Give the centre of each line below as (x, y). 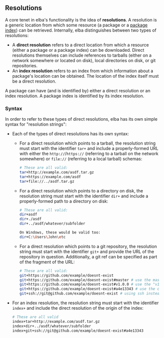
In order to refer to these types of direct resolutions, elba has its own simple (81, 119)
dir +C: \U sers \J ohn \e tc (42, 237)
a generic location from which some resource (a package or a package (76, 25)
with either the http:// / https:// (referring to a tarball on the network (89, 154)
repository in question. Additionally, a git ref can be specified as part (88, 256)
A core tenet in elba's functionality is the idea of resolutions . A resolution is (81, 20)
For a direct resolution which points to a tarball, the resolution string (88, 143)
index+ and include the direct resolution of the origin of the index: (78, 308)
